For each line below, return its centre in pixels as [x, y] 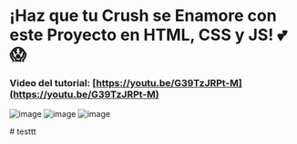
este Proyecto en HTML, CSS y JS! [142, 35]
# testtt [23, 131]
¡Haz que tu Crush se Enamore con [143, 16]
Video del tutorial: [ [53, 83]
